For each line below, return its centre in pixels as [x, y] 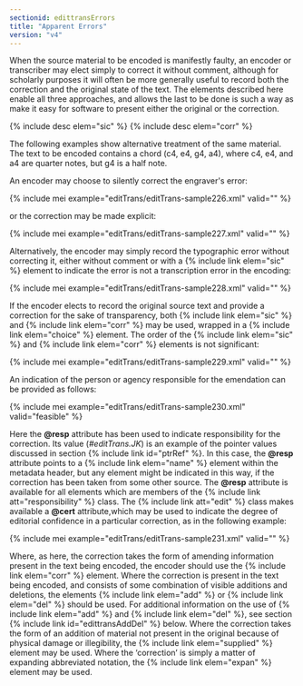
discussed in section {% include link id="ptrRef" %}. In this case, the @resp [151, 453]
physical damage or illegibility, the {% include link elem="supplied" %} [142, 643]
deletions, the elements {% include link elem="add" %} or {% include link [147, 595]
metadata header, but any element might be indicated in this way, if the [142, 472]
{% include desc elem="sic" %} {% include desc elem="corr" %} [131, 126]
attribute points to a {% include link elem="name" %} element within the [144, 463]
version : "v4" [36, 35]
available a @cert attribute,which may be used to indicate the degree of [144, 512]
